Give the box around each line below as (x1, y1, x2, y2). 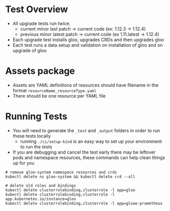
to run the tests (20, 143, 52, 149)
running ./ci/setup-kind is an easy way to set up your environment (20, 138, 162, 144)
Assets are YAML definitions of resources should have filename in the (12, 82, 159, 88)
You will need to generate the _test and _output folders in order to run (12, 127, 160, 133)
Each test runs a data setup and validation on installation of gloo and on (12, 42, 163, 48)
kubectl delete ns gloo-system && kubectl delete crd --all (5, 174, 136, 179)
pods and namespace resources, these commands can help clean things (12, 154, 165, 161)
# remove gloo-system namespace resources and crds (5, 169, 117, 175)
